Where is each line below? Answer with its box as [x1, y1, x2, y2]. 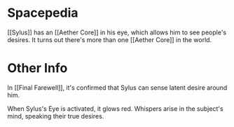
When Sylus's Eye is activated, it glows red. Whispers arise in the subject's [7, 104, 223, 113]
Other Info [7, 60, 68, 76]
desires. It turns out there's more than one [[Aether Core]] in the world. [7, 35, 212, 44]
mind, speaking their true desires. [7, 112, 104, 120]
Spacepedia [7, 5, 78, 21]
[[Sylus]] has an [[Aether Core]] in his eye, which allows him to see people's [7, 28, 227, 36]
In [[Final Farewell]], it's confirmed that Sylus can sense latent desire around [7, 83, 228, 92]
